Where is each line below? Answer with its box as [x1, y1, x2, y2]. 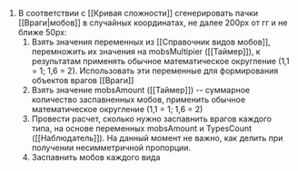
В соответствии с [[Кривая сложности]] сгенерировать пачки [17, 8, 259, 18]
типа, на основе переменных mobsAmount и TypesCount [31, 123, 253, 134]
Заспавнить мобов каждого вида [31, 152, 161, 162]
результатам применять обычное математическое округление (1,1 [31, 56, 290, 66]
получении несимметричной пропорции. [31, 142, 192, 153]
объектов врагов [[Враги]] [31, 75, 134, 85]
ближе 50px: [17, 27, 67, 37]
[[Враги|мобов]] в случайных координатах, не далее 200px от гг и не [17, 17, 288, 28]
